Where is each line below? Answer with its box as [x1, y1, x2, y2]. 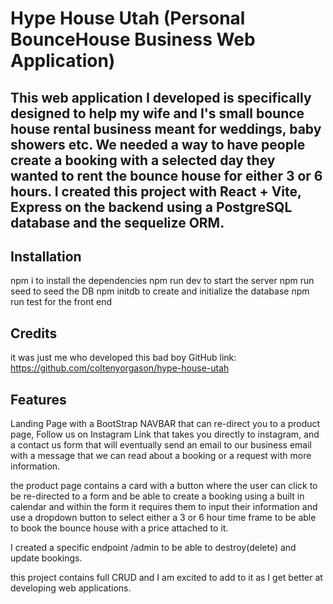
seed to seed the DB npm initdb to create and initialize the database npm [10, 285, 310, 297]
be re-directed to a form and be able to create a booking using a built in [10, 490, 305, 502]
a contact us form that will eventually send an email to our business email [10, 439, 312, 451]
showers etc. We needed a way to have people [10, 136, 306, 153]
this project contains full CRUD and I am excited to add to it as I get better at [10, 572, 323, 584]
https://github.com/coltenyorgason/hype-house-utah [10, 362, 230, 374]
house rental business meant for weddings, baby [10, 120, 322, 137]
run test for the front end [10, 296, 113, 308]
